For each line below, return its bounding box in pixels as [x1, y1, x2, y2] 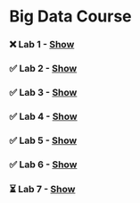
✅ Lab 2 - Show [9, 63, 78, 75]
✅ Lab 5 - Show [9, 134, 78, 147]
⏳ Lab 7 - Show [9, 182, 76, 195]
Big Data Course [9, 6, 132, 27]
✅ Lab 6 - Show [9, 158, 78, 171]
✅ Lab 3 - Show [9, 86, 78, 98]
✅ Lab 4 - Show [9, 110, 78, 123]
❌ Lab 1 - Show [9, 38, 75, 51]
